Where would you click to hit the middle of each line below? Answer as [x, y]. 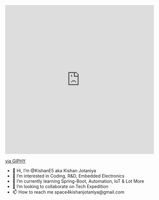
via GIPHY [16, 161]
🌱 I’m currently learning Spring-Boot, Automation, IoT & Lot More [78, 181]
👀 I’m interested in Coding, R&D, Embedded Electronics [68, 176]
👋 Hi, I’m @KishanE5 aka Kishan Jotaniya [54, 170]
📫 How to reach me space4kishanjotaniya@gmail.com [68, 192]
